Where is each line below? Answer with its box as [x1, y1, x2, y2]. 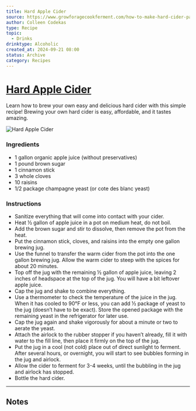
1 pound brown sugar [14, 160, 66, 167]
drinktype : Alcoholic [6, 42, 59, 47]
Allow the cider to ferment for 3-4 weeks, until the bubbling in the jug [14, 362, 181, 369]
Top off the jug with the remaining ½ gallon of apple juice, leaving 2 [14, 269, 177, 276]
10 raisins [14, 179, 38, 186]
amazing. [6, 115, 28, 122]
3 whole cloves [14, 172, 51, 179]
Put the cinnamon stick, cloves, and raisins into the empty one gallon [14, 238, 180, 245]
